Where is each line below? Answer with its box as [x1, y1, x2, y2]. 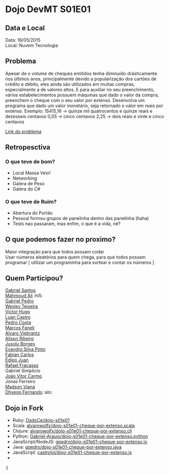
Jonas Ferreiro [5, 379, 36, 385]
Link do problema [5, 128, 42, 134]
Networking [12, 175, 37, 181]
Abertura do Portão [12, 209, 53, 216]
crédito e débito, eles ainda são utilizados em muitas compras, [5, 81, 135, 87]
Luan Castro [5, 314, 31, 320]
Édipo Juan [5, 357, 29, 363]
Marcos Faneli [5, 325, 35, 331]
